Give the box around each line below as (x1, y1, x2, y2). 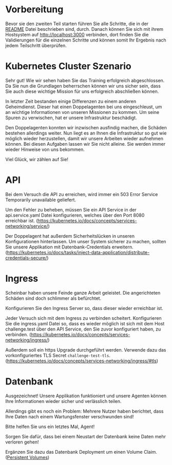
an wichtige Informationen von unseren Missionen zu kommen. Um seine (5, 109, 160, 115)
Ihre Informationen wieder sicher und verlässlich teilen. (5, 398, 122, 404)
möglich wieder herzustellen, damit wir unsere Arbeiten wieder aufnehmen (5, 135, 163, 142)
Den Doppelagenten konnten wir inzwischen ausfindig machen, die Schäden (5, 124, 167, 130)
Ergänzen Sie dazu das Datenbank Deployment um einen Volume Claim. (5, 449, 158, 455)
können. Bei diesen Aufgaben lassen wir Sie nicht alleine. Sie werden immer (5, 141, 166, 147)
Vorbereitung (5, 4, 64, 15)
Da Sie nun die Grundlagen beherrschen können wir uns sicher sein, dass (5, 83, 161, 89)
